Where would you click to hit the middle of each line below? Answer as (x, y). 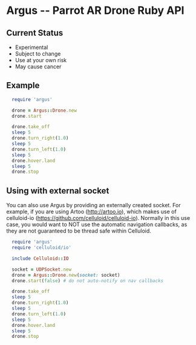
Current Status (35, 33)
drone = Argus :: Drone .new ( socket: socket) (66, 275)
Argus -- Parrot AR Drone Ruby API (95, 11)
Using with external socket (58, 191)
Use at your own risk (41, 60)
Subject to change (38, 54)
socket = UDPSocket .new (41, 269)
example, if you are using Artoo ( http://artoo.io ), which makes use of (91, 211)
